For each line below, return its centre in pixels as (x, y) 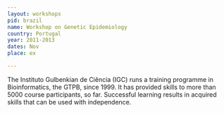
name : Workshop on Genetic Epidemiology (68, 27)
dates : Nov (23, 47)
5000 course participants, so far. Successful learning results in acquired (112, 94)
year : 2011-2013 (31, 40)
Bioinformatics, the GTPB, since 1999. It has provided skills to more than (112, 87)
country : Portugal (34, 34)
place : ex (22, 54)
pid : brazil (25, 20)
